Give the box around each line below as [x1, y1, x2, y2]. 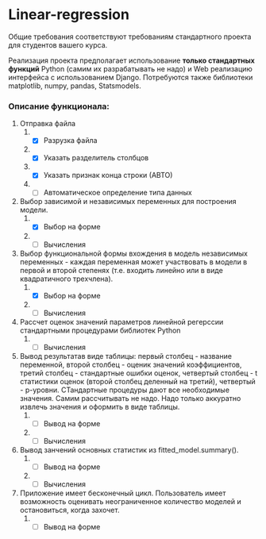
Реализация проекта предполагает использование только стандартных [8, 56, 256, 65]
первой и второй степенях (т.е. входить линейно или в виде [19, 265, 224, 275]
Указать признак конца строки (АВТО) [43, 171, 173, 180]
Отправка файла [19, 119, 76, 129]
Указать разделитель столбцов [43, 153, 149, 163]
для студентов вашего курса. [8, 40, 108, 49]
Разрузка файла [43, 136, 98, 145]
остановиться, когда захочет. [19, 506, 120, 515]
